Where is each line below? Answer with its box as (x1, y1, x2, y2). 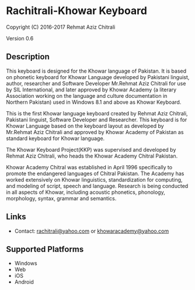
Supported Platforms (6, 244, 84, 254)
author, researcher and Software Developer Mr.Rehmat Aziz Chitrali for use (6, 80, 186, 87)
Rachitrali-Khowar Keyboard (6, 4, 148, 18)
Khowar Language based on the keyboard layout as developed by (6, 122, 165, 129)
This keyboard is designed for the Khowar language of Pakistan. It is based (6, 67, 187, 74)
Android (14, 278, 34, 285)
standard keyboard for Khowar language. (6, 135, 105, 142)
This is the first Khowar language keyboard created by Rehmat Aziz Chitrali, (6, 110, 188, 117)
